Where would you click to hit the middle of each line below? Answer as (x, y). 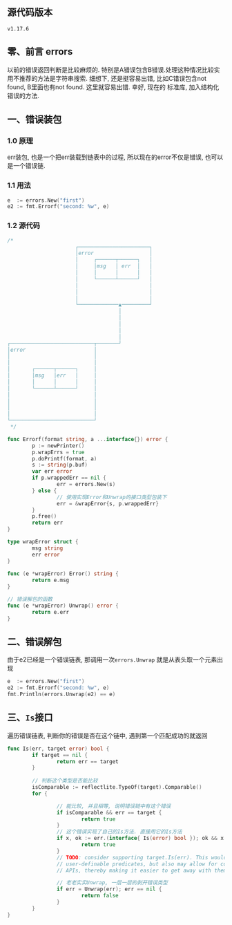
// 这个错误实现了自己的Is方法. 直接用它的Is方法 (119, 832)
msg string (48, 548)
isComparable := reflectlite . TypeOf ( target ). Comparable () (117, 787)
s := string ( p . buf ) (60, 465)
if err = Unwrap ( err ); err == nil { (109, 889)
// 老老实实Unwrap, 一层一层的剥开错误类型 (112, 883)
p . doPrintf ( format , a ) (65, 458)
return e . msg (51, 580)
